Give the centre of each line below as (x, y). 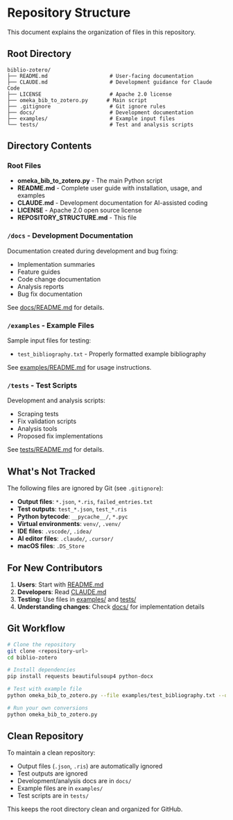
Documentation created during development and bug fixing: (93, 251)
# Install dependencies (42, 670)
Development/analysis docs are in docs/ (74, 781)
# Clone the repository (42, 644)
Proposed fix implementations (60, 436)
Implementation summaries (56, 264)
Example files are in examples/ (60, 788)
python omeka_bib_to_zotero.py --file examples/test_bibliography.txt (111, 696)
